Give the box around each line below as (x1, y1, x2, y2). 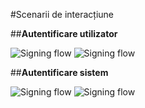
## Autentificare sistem (10, 67, 109, 78)
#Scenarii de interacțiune (10, 9, 115, 20)
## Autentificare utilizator (10, 28, 118, 39)
